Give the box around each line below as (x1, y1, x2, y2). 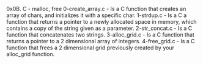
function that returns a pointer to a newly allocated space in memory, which (6, 18, 197, 25)
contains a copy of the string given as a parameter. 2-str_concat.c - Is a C (6, 24, 193, 32)
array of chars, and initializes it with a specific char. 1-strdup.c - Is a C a (6, 12, 187, 19)
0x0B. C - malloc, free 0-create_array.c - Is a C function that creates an (6, 5, 186, 12)
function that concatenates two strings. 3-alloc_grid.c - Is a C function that (6, 31, 194, 38)
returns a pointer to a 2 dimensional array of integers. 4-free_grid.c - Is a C (6, 38, 195, 44)
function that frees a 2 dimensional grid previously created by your (6, 44, 174, 51)
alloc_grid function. (6, 51, 55, 57)
